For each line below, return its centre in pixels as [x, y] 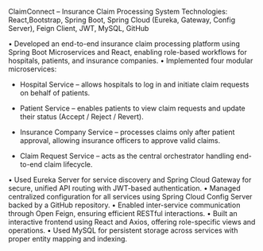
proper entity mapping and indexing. [68, 239]
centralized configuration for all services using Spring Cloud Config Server [130, 197]
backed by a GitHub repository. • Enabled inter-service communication [124, 205]
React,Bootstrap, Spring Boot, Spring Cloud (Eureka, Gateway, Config [122, 20]
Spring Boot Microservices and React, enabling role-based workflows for [128, 52]
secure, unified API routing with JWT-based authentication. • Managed [124, 188]
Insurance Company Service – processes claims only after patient [127, 132]
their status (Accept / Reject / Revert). [82, 117]
